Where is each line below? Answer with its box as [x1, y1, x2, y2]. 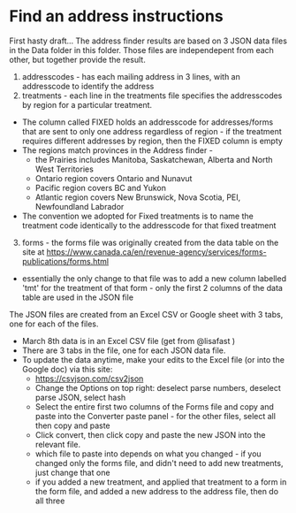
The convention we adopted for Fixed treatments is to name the [21, 211, 254, 221]
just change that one [34, 467, 110, 478]
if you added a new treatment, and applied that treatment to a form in [34, 476, 287, 487]
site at [21, 246, 45, 257]
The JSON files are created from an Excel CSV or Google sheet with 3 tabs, [9, 309, 284, 319]
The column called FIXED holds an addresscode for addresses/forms [21, 117, 274, 127]
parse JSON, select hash [34, 392, 126, 402]
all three [34, 495, 65, 506]
